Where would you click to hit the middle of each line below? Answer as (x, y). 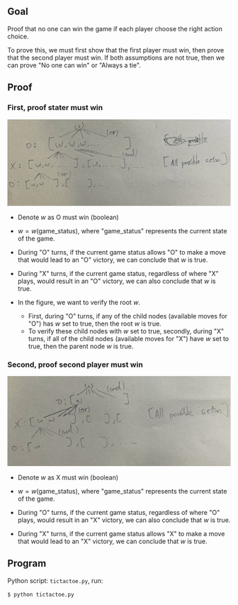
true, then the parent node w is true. (81, 346)
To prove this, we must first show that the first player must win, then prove (116, 50)
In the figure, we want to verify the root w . (79, 302)
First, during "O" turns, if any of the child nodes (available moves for (128, 316)
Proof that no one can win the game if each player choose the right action (115, 28)
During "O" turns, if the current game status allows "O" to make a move (122, 252)
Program (27, 564)
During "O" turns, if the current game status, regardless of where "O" (119, 512)
